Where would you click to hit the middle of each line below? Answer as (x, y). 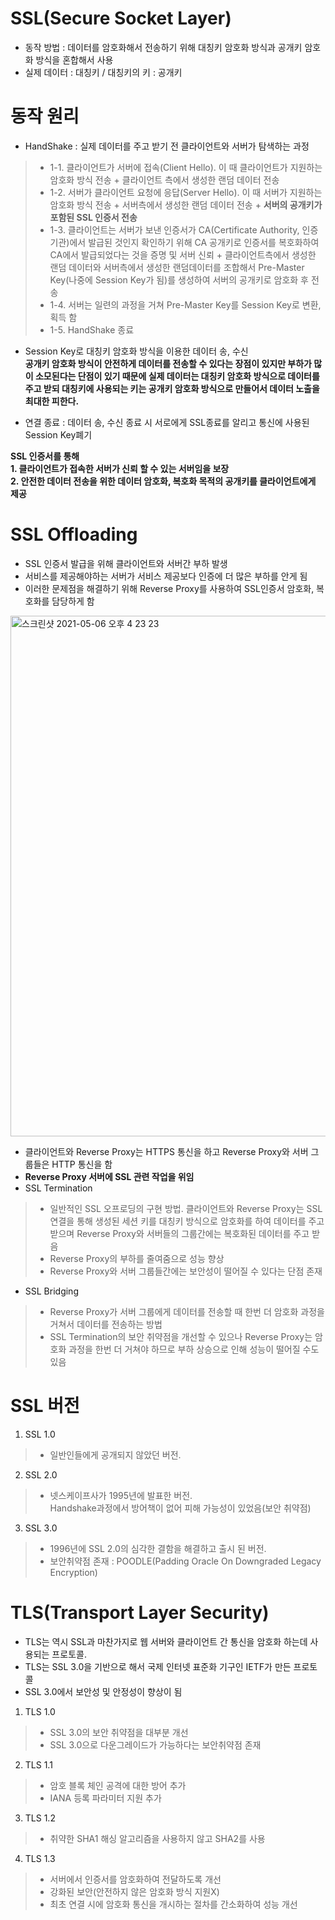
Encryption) (73, 1572)
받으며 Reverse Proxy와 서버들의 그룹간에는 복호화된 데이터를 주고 (179, 1233)
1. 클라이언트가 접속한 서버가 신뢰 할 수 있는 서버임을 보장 (120, 468)
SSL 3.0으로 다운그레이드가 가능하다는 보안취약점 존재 (155, 1744)
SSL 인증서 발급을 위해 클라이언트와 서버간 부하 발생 (126, 563)
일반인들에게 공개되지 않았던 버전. (115, 1454)
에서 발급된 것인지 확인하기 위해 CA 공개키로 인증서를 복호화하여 (194, 242)
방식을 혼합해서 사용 (74, 59)
